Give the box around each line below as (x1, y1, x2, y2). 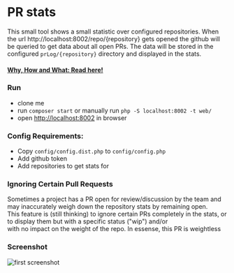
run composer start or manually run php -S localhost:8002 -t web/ (17, 106, 212, 115)
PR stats (7, 4, 57, 20)
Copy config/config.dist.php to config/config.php (17, 147, 166, 156)
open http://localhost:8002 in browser (17, 113, 127, 122)
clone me (17, 98, 45, 107)
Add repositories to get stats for (17, 162, 110, 170)
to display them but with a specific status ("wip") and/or (7, 217, 168, 226)
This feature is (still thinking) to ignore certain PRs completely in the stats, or (7, 210, 227, 219)
